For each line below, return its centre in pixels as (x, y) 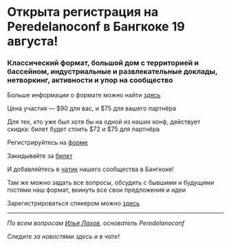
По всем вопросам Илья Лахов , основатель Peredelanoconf (96, 223)
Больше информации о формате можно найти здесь (84, 95)
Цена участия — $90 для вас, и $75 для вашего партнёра (92, 108)
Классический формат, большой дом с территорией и (103, 63)
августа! (33, 41)
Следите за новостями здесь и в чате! (64, 237)
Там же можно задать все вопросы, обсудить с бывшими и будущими (111, 183)
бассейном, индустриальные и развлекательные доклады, (112, 72)
